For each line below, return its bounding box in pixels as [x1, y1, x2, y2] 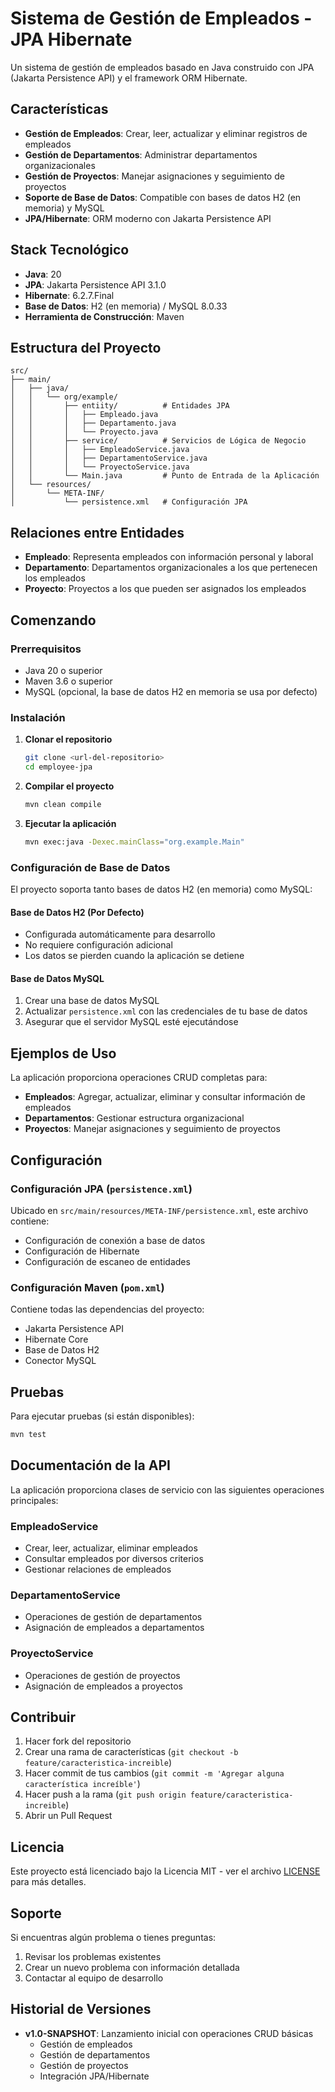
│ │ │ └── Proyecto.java [10, 427, 159, 437]
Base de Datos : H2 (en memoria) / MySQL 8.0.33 [24, 300, 228, 312]
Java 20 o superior [24, 664, 103, 676]
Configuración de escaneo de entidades [24, 1255, 191, 1267]
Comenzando [10, 612, 97, 629]
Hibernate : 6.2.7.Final [24, 289, 115, 301]
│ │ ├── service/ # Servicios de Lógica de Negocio [10, 436, 307, 446]
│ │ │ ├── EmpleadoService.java [10, 445, 190, 455]
